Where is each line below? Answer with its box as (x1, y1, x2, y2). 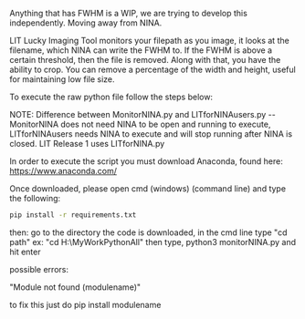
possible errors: (9, 263, 68, 274)
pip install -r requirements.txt (9, 211, 137, 220)
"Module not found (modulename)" (9, 282, 142, 293)
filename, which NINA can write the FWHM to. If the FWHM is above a (9, 45, 272, 56)
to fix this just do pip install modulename (9, 299, 162, 310)
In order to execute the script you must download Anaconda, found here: (9, 156, 283, 167)
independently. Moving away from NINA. (9, 17, 163, 28)
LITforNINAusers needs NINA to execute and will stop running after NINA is (9, 129, 293, 139)
